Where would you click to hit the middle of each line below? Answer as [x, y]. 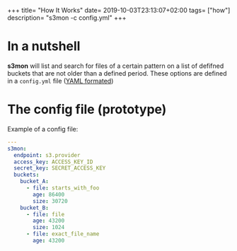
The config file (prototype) [87, 110]
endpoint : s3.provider [47, 155]
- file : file [45, 214]
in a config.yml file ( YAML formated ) [60, 81]
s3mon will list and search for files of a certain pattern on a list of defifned [116, 66]
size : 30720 [51, 201]
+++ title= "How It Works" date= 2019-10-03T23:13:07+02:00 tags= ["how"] [119, 10]
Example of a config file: [43, 129]
